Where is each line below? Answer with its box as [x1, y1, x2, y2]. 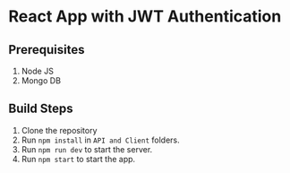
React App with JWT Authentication [8, 6, 282, 27]
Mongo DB [21, 75, 62, 86]
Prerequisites [8, 42, 85, 57]
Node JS [21, 65, 55, 76]
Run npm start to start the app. [21, 153, 136, 164]
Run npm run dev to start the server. [21, 143, 153, 154]
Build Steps [8, 101, 73, 117]
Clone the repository [21, 125, 98, 135]
